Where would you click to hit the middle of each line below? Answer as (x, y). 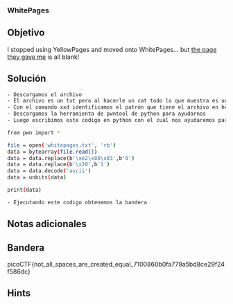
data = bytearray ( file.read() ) (52, 152)
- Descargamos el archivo (44, 95)
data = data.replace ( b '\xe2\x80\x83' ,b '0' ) (71, 158)
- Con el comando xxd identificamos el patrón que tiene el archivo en (113, 107)
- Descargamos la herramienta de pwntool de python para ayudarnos (107, 114)
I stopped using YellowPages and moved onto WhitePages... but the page (112, 49)
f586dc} (19, 271)
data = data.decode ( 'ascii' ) (49, 171)
